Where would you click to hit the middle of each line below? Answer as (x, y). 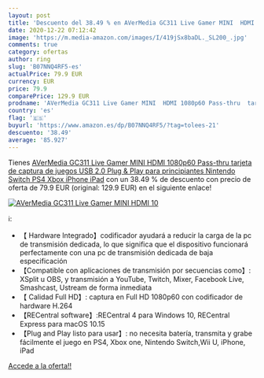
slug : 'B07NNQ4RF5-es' (45, 67)
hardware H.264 (46, 306)
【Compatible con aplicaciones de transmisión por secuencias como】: (135, 270)
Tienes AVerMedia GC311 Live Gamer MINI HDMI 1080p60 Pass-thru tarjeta (130, 162)
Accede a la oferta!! (40, 365)
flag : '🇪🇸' (27, 118)
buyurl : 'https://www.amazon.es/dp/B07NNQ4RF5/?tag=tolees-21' (114, 125)
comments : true (33, 45)
